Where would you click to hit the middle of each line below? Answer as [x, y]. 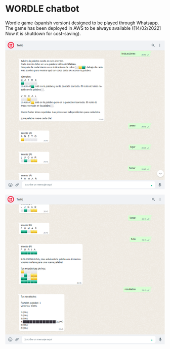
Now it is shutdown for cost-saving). [43, 33]
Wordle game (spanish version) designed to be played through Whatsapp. [82, 23]
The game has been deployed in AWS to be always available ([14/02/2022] [83, 28]
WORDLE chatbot [42, 9]
